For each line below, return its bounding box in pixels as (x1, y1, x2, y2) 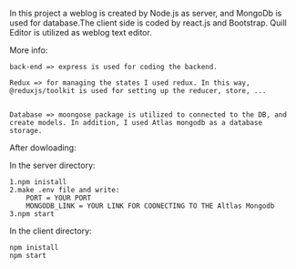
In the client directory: (9, 225, 93, 236)
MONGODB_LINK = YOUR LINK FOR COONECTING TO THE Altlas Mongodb (26, 202, 275, 211)
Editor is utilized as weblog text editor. (9, 27, 152, 37)
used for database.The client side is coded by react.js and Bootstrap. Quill (9, 17, 287, 28)
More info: (9, 45, 48, 56)
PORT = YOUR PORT (26, 193, 92, 202)
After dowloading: (9, 142, 77, 153)
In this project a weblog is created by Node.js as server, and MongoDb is (9, 8, 282, 18)
